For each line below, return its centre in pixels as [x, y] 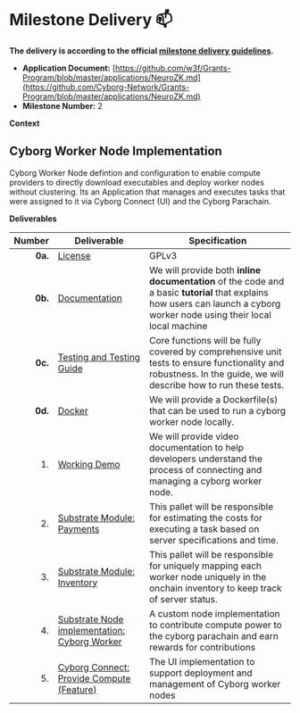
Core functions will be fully [205, 340]
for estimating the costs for [206, 518]
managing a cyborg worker [205, 481]
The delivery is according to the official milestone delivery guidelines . [142, 50]
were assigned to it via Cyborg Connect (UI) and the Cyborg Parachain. [140, 201]
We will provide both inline [205, 269]
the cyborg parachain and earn [214, 635]
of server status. [183, 599]
